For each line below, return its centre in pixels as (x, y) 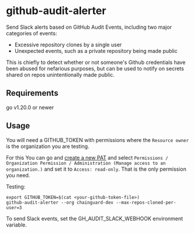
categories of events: (32, 33)
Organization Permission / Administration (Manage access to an (86, 163)
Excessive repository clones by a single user (68, 45)
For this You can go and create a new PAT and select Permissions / (87, 157)
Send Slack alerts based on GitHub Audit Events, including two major (89, 27)
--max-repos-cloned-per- (146, 202)
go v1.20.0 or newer (30, 107)
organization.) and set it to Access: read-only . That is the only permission (96, 169)
